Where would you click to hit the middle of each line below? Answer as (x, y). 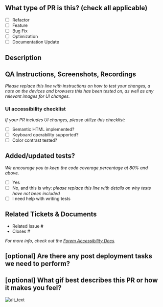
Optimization (25, 36)
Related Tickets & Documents (51, 214)
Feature (20, 25)
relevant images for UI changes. (37, 96)
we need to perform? (37, 264)
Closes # (21, 231)
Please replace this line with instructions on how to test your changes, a (78, 86)
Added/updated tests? (40, 156)
